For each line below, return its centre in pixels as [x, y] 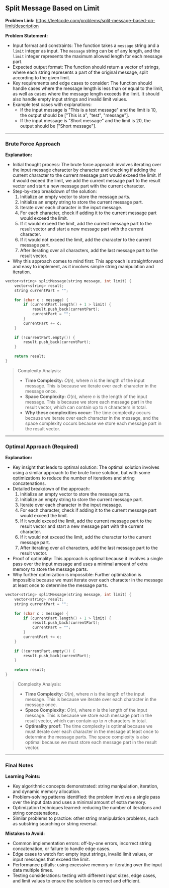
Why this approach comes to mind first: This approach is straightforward [88, 261]
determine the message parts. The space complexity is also [87, 736]
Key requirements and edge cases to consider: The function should [82, 83]
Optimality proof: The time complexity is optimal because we [89, 726]
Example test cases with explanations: [52, 104]
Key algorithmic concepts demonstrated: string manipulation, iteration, [85, 786]
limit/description [22, 26]
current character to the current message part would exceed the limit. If [87, 175]
